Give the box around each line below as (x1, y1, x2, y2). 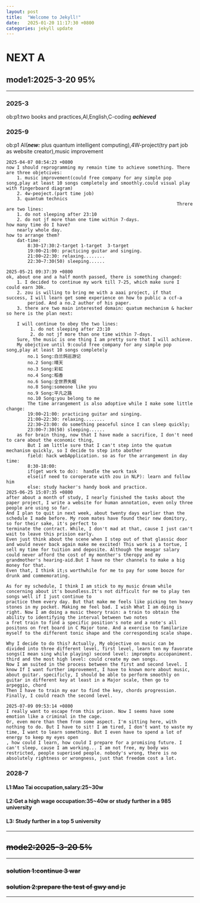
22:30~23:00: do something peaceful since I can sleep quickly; (27, 421, 190, 427)
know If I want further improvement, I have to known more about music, (6, 666, 190, 672)
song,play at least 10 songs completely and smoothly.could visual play (6, 180, 190, 186)
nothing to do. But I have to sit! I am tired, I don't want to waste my (6, 724, 193, 730)
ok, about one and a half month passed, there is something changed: (6, 274, 183, 280)
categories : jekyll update (6, 25, 73, 32)
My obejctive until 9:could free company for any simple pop (17, 342, 171, 347)
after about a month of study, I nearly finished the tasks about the (6, 494, 185, 501)
